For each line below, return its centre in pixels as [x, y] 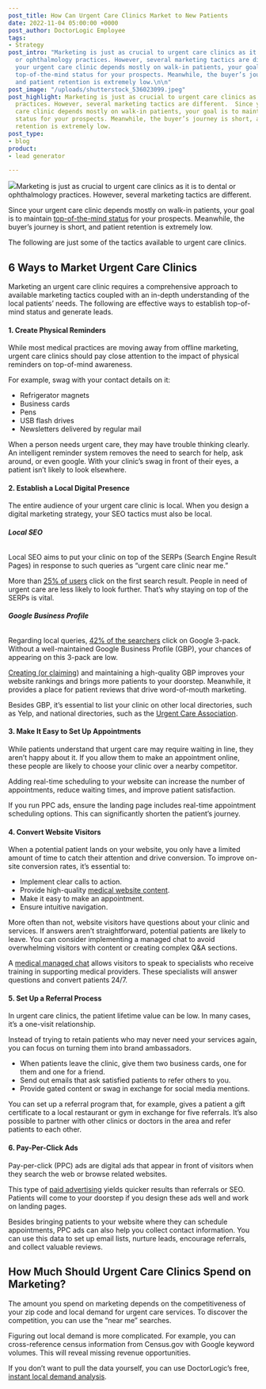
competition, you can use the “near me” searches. [90, 1320]
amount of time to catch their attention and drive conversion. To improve [126, 858]
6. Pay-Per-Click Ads [43, 1148]
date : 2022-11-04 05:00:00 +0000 [63, 23]
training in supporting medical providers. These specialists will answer [123, 972]
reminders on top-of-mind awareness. [70, 365]
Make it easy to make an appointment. [82, 899]
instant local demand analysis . [57, 1376]
